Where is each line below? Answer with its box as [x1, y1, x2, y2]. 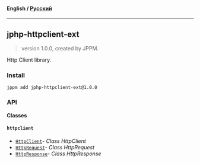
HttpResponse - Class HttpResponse [15, 150, 101, 157]
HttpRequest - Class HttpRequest [15, 143, 94, 151]
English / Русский [7, 5, 52, 12]
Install [7, 71, 26, 79]
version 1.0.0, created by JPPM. [21, 45, 99, 52]
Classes [7, 111, 27, 119]
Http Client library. [7, 56, 52, 63]
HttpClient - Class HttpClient [15, 137, 87, 145]
